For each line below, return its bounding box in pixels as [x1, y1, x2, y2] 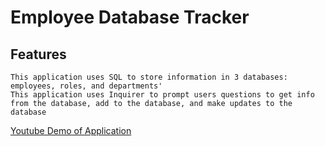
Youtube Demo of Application [10, 125, 132, 136]
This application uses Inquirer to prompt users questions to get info [10, 90, 315, 100]
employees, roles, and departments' [10, 81, 163, 91]
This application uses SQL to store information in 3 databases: [10, 72, 288, 82]
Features [10, 46, 67, 63]
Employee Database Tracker [10, 6, 250, 29]
